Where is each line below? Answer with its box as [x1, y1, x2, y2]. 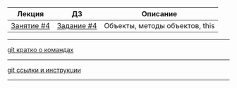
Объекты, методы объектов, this [104, 21, 215, 30]
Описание [141, 9, 178, 18]
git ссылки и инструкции [7, 66, 81, 74]
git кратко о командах [7, 46, 74, 54]
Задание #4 [56, 21, 97, 30]
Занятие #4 [11, 21, 51, 30]
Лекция [16, 9, 44, 18]
